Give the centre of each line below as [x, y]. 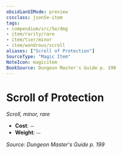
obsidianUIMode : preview [37, 12]
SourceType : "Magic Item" [38, 57]
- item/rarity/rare [30, 34]
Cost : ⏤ [25, 126]
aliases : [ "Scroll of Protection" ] [51, 51]
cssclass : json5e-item [34, 17]
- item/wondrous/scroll [36, 46]
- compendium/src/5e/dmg [37, 29]
